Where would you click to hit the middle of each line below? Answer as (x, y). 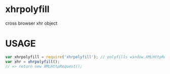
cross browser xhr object (31, 23)
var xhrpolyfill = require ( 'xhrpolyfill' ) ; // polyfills (67, 57)
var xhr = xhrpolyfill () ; (32, 61)
